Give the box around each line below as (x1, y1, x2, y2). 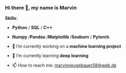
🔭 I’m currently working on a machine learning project (12, 44, 121, 49)
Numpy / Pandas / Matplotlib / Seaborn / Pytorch (12, 34, 110, 40)
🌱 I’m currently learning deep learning (12, 53, 89, 58)
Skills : (5, 15, 18, 21)
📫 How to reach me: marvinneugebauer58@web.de (12, 62, 117, 68)
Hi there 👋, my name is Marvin (5, 4, 77, 11)
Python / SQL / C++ (12, 25, 52, 30)
